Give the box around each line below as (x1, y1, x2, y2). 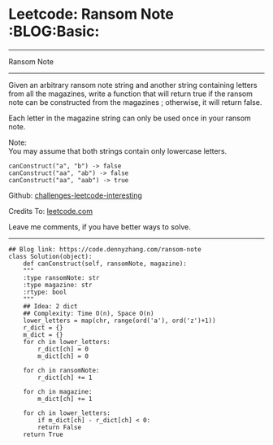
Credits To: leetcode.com (8, 206, 93, 216)
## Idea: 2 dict (23, 302, 79, 310)
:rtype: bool (23, 288, 67, 296)
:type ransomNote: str (23, 273, 100, 281)
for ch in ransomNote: (23, 366, 100, 374)
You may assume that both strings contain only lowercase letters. (8, 146, 227, 155)
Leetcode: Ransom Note (8, 5, 175, 24)
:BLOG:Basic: (8, 22, 100, 41)
